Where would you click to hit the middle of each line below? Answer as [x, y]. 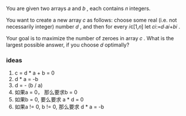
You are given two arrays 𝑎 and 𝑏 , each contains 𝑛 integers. [78, 8]
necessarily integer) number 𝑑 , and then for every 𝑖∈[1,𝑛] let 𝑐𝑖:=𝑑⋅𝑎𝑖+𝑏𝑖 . [93, 27]
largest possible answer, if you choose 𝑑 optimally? [68, 45]
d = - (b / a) [28, 85]
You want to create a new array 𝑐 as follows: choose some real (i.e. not [92, 20]
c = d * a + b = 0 [34, 73]
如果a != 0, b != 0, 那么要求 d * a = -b [59, 107]
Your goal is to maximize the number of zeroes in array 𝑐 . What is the [90, 38]
